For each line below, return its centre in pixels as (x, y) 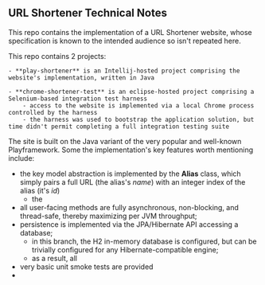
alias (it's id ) (40, 190)
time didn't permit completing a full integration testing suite (119, 127)
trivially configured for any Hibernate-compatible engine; (125, 249)
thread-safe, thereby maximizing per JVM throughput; (108, 216)
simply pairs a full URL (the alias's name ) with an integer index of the (132, 182)
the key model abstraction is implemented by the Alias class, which (130, 174)
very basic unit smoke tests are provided (86, 267)
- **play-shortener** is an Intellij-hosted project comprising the (124, 71)
